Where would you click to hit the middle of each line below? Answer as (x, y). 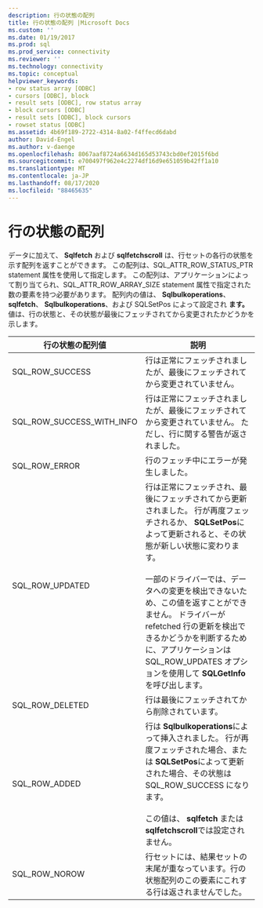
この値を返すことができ (204, 603)
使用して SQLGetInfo (207, 673)
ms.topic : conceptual (43, 74)
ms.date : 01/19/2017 (42, 37)
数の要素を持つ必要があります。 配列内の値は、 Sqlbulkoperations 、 (119, 294)
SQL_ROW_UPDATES (184, 662)
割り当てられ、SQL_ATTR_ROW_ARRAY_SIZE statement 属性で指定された (133, 284)
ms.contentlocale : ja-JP (49, 176)
